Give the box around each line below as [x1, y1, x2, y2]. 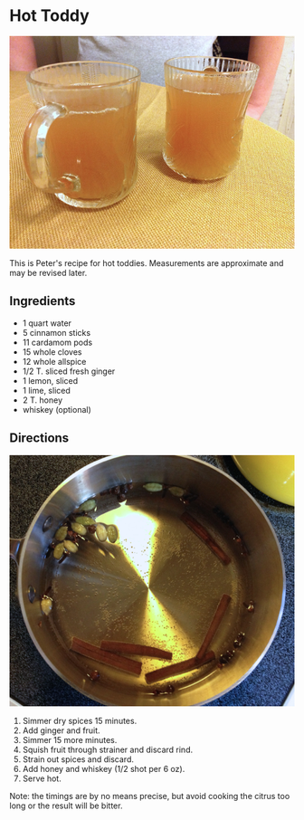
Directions [9, 431, 70, 446]
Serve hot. [22, 773, 62, 784]
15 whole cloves [22, 346, 83, 358]
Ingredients [9, 293, 76, 309]
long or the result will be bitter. [9, 800, 123, 811]
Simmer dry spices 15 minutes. [22, 716, 138, 727]
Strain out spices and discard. [22, 754, 134, 765]
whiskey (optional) [22, 404, 92, 415]
